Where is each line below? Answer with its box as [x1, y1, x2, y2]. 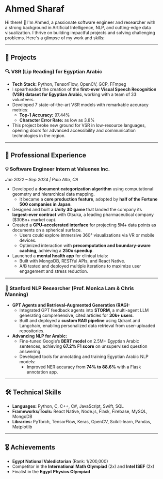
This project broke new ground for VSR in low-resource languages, [12, 122, 146, 128]
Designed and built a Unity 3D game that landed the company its [12, 207, 142, 213]
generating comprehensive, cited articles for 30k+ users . [19, 312, 134, 318]
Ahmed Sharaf [5, 3, 65, 15]
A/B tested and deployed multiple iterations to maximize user [19, 263, 142, 269]
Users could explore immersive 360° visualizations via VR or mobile [19, 232, 155, 238]
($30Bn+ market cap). [12, 217, 57, 223]
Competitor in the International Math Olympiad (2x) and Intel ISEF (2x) [12, 464, 155, 469]
